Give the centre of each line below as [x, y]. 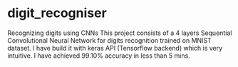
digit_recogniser [57, 13]
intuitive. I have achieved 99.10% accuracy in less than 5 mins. [99, 56]
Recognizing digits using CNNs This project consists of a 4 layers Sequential [120, 33]
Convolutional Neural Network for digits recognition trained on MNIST [109, 40]
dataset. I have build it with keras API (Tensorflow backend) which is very [115, 48]
